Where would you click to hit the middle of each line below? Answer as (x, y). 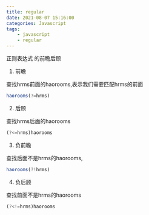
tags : (13, 29)
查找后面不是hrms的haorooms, (45, 158)
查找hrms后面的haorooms (38, 121)
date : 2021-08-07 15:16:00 (40, 18)
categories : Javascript (36, 23)
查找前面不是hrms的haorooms (44, 195)
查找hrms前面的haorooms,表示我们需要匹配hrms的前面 (75, 84)
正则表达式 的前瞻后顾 (34, 58)
